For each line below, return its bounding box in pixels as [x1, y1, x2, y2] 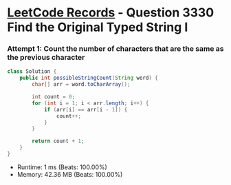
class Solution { [7, 68, 57, 75]
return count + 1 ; [32, 138, 85, 145]
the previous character [7, 53, 85, 63]
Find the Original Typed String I [7, 19, 188, 35]
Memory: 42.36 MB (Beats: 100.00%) [16, 170, 123, 178]
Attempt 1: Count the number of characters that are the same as [7, 44, 224, 54]
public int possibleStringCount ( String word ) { [19, 74, 158, 82]
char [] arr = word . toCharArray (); [32, 81, 131, 88]
